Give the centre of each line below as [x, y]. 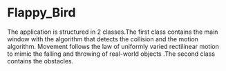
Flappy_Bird [41, 13]
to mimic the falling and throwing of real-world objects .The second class [111, 54]
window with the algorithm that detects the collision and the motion [103, 39]
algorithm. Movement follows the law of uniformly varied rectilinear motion [113, 46]
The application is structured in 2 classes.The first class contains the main [113, 32]
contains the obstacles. [40, 61]
